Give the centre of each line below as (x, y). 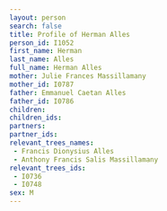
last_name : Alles (42, 59)
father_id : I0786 (42, 101)
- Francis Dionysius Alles (64, 151)
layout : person (38, 18)
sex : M (22, 193)
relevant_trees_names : (52, 143)
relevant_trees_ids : (48, 168)
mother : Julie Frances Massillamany (78, 76)
